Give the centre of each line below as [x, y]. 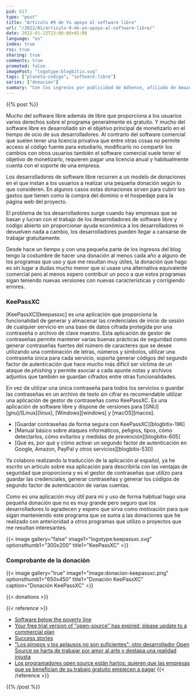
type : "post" [22, 17]
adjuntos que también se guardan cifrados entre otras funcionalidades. [91, 377]
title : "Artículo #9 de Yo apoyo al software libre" [71, 22]
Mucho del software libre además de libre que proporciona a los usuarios [94, 115]
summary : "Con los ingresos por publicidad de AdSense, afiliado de [91, 88]
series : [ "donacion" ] [32, 83]
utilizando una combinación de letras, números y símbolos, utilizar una [91, 352]
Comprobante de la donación [48, 561]
